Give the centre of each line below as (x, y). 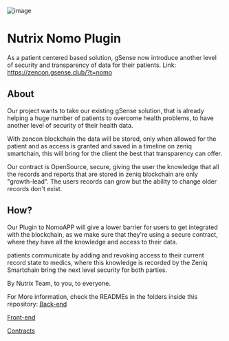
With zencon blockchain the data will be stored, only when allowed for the (112, 139)
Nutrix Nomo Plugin (64, 39)
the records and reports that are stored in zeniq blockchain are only (102, 174)
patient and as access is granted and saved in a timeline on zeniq (100, 146)
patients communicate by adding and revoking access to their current (106, 255)
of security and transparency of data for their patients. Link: (92, 65)
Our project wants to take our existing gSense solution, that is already (106, 110)
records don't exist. (35, 188)
